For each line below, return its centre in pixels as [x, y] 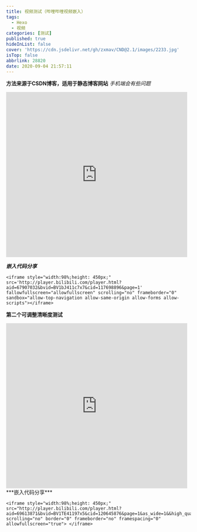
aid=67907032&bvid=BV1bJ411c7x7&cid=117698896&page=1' [74, 288]
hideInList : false [28, 45]
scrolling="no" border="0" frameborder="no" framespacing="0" [84, 519]
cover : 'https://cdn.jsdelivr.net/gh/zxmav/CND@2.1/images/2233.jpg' [93, 50]
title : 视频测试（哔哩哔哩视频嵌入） [46, 11]
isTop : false [22, 55]
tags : [13, 17]
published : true [26, 39]
